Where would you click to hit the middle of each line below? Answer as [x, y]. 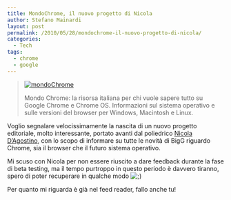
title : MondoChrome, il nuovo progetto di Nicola [80, 13]
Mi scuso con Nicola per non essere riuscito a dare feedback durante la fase [115, 161]
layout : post [26, 26]
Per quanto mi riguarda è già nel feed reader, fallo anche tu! [92, 189]
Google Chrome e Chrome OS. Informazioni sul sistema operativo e [119, 105]
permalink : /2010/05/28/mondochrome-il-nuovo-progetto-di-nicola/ [104, 33]
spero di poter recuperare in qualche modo [68, 176]
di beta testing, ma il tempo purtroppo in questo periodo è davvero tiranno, [113, 168]
